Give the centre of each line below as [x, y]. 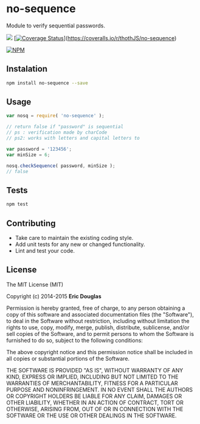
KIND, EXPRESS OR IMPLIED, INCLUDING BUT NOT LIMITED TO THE [92, 377]
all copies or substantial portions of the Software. [68, 358]
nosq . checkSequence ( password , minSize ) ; [61, 166]
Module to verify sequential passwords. [56, 26]
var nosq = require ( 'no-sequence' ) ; [55, 116]
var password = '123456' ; [39, 149]
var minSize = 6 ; [28, 155]
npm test [17, 204]
